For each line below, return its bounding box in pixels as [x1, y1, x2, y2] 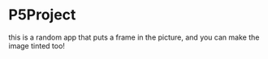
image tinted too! [8, 40, 65, 50]
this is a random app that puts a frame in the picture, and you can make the [8, 32, 260, 42]
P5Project [8, 6, 76, 24]
